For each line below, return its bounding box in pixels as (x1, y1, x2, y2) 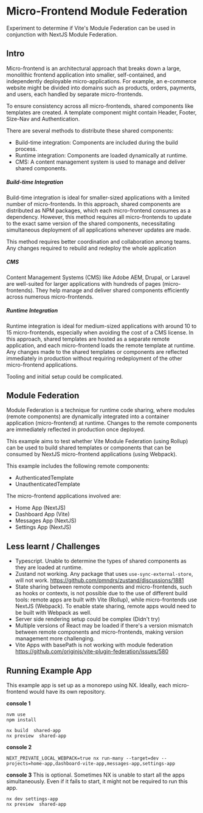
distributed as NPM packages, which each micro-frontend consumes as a (6, 207, 191, 214)
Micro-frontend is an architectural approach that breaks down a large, (6, 64, 181, 72)
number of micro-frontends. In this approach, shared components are (6, 200, 181, 207)
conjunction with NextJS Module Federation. (6, 30, 118, 38)
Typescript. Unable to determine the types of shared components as (15, 558, 187, 565)
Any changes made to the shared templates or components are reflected (6, 348, 188, 355)
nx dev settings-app (6, 796, 59, 802)
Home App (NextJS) (15, 504, 66, 511)
